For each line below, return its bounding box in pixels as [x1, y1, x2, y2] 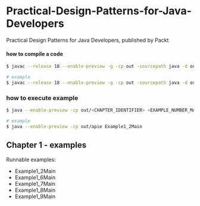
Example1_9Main [14, 192, 55, 200]
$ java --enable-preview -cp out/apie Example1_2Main [6, 123, 143, 129]
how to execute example [6, 93, 79, 102]
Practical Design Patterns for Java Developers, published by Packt [6, 36, 169, 43]
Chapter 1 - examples [6, 140, 87, 150]
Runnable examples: [6, 156, 56, 163]
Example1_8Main [14, 186, 55, 193]
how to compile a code [6, 50, 64, 57]
